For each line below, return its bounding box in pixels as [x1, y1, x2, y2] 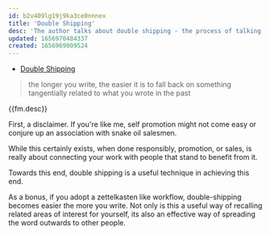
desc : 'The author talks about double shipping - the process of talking [8, 27, 262, 35]
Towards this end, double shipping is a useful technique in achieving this [8, 168, 250, 178]
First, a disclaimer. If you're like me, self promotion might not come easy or [8, 120, 256, 129]
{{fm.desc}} [8, 104, 48, 114]
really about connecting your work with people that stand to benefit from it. [8, 153, 258, 162]
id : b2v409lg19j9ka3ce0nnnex [8, 11, 106, 20]
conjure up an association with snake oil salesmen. [8, 128, 177, 138]
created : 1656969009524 [8, 42, 89, 50]
